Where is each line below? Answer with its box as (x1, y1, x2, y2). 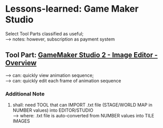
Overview (5, 59, 37, 68)
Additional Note (5, 90, 45, 97)
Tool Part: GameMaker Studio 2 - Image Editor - (5, 51, 158, 59)
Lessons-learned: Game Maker (5, 3, 139, 15)
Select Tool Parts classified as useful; (5, 30, 84, 37)
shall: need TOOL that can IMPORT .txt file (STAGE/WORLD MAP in (12, 102, 152, 108)
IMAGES (12, 118, 30, 124)
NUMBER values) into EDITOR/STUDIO (12, 107, 93, 113)
